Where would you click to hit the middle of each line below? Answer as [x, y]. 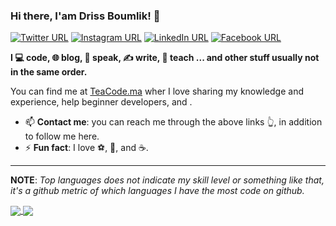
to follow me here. [62, 136]
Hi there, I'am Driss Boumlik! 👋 [85, 16]
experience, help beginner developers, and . [101, 102]
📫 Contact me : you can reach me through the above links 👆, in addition [173, 122]
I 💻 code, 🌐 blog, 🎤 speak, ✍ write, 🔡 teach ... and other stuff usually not [165, 58]
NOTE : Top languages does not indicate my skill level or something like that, [167, 180]
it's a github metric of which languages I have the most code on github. [157, 191]
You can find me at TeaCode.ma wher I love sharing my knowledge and [157, 91]
